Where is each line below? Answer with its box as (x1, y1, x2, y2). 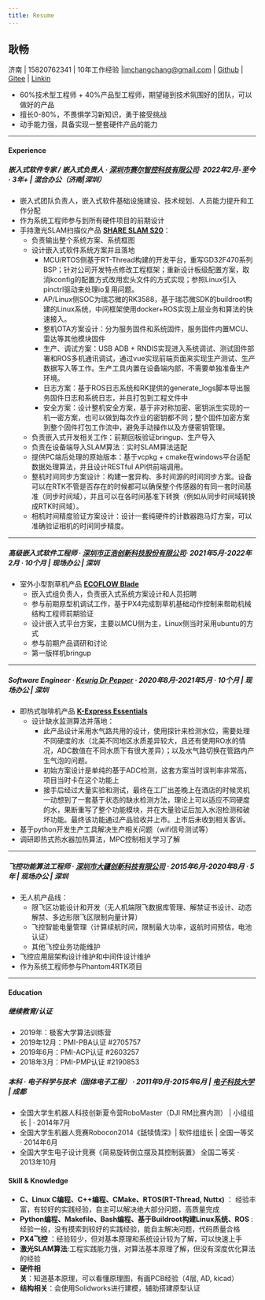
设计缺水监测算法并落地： (31, 716, 115, 725)
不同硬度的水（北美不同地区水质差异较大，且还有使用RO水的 (42, 736, 240, 745)
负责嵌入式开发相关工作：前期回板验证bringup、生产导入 (31, 433, 215, 441)
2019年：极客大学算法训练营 (19, 1028, 112, 1037)
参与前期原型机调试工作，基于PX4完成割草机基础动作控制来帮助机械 (31, 598, 252, 608)
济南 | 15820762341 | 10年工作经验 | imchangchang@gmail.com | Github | (8, 65, 244, 75)
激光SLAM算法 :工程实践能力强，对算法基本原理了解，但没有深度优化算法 (19, 1243, 256, 1253)
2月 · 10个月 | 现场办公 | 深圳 (8, 557, 100, 568)
